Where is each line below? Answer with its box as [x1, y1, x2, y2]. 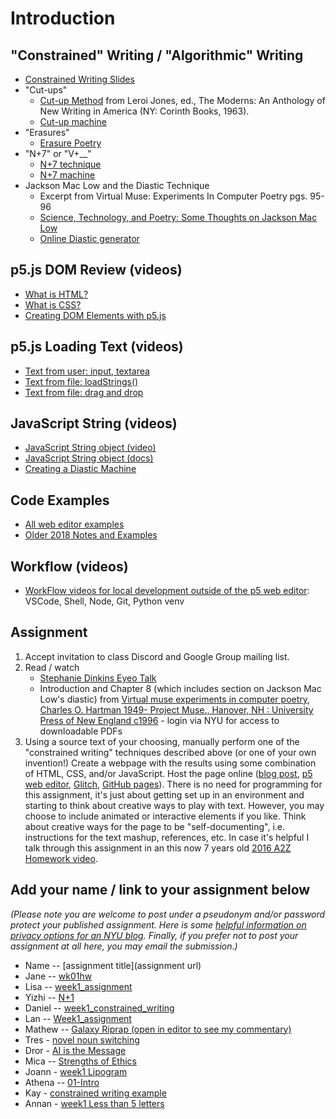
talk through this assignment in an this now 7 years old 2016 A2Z [24, 842, 292, 854]
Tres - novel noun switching [24, 1033, 140, 1046]
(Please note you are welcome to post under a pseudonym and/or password [10, 908, 326, 920]
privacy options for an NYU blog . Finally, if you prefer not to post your [10, 929, 299, 941]
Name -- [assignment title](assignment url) [24, 959, 202, 971]
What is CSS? [24, 298, 82, 311]
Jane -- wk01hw [24, 970, 93, 982]
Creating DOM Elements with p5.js [24, 309, 167, 321]
